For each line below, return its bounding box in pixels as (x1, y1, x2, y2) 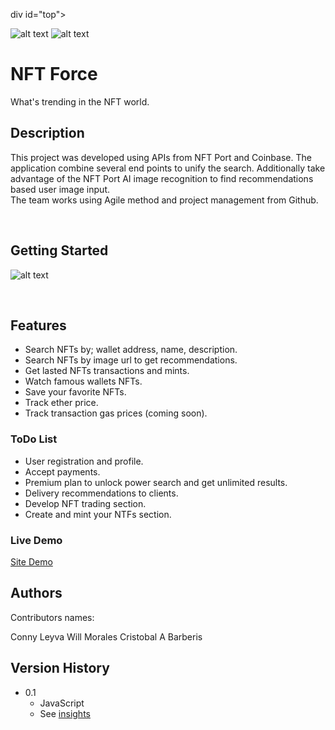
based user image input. (10, 183, 110, 195)
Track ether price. (24, 397, 99, 409)
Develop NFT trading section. (24, 497, 147, 509)
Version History (10, 660, 110, 677)
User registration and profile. (24, 455, 144, 467)
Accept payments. (24, 465, 101, 478)
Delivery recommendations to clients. (24, 487, 179, 499)
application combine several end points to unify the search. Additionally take (10, 162, 326, 174)
